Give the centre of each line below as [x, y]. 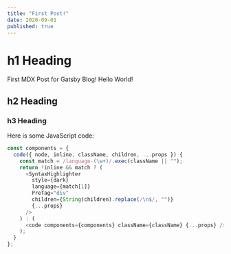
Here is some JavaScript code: [51, 136]
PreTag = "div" [51, 193]
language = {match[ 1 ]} [61, 187]
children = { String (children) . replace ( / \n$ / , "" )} [103, 200]
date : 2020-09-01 [32, 20]
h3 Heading [27, 120]
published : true [30, 26]
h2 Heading [33, 101]
